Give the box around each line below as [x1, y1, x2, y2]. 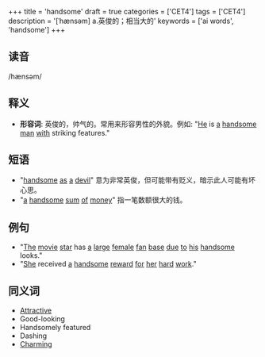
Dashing [19, 331, 48, 340]
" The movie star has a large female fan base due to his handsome [19, 242, 236, 252]
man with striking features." [19, 128, 110, 137]
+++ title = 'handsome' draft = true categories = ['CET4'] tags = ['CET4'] [8, 7, 246, 16]
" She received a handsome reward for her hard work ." [19, 259, 197, 269]
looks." [19, 251, 43, 260]
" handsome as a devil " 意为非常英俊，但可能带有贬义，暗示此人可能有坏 [19, 175, 256, 185]
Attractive [19, 305, 52, 316]
